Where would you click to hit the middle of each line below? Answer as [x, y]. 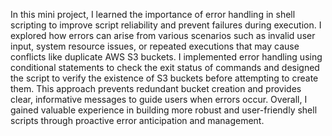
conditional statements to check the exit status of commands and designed [165, 67]
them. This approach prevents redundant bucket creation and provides [156, 88]
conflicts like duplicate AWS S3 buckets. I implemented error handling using [166, 57]
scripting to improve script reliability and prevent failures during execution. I [166, 25]
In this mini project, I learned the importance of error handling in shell [153, 14]
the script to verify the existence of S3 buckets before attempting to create [164, 78]
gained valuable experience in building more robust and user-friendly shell [164, 110]
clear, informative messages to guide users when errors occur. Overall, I [159, 99]
